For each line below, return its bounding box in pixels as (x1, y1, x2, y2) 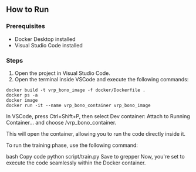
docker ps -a (6, 92, 38, 98)
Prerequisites (6, 22, 45, 30)
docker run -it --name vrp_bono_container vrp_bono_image (6, 102, 151, 108)
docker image (6, 97, 38, 103)
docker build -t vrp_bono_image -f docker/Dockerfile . (6, 87, 146, 93)
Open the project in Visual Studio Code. (14, 70, 110, 77)
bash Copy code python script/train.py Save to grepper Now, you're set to (6, 153, 185, 160)
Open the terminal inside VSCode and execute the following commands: (14, 75, 189, 82)
